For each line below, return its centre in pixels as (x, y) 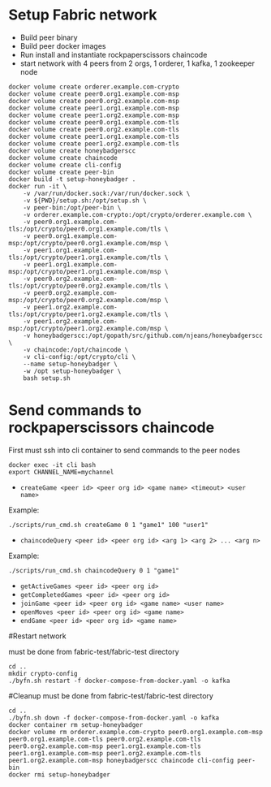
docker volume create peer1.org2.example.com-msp (94, 115)
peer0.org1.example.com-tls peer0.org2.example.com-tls (105, 739)
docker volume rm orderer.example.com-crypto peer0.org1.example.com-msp (136, 732)
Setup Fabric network (83, 15)
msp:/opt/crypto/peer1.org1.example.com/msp (85, 271)
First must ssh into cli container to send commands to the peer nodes (125, 450)
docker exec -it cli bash (52, 465)
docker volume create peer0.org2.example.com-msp (94, 101)
